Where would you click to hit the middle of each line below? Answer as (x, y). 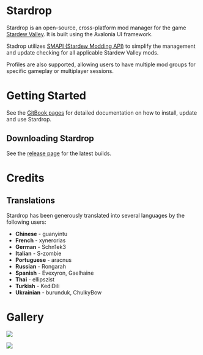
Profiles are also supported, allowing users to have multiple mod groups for (101, 64)
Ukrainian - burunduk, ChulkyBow (58, 292)
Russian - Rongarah (40, 266)
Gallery (25, 317)
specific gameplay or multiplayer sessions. (60, 71)
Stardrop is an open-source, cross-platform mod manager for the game (96, 28)
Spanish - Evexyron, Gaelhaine (54, 273)
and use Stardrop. (29, 119)
